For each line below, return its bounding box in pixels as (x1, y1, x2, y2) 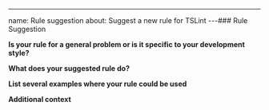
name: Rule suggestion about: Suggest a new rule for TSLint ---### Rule (8, 16, 248, 25)
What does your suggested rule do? (8, 64, 130, 73)
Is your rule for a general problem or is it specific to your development (8, 40, 246, 49)
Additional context (8, 95, 72, 104)
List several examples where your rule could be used (8, 79, 187, 88)
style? (8, 49, 30, 57)
